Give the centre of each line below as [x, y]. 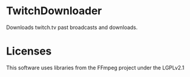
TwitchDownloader [54, 11]
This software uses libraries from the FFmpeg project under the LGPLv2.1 [95, 68]
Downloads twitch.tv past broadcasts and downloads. [72, 27]
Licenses [29, 51]
